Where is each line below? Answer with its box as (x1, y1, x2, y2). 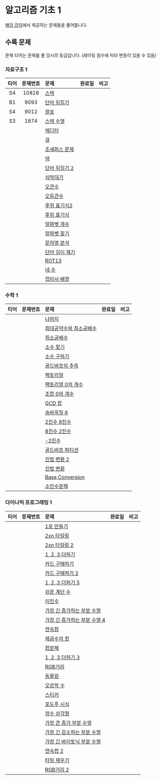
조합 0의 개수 (45, 390, 74, 397)
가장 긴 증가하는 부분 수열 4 (45, 616, 106, 623)
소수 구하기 (45, 353, 70, 360)
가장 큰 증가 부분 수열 (45, 719, 92, 726)
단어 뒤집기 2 (45, 165, 74, 172)
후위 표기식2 (45, 202, 73, 209)
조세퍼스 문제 (45, 146, 74, 153)
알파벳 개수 (45, 221, 70, 228)
